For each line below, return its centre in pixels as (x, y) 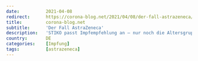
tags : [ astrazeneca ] (43, 49)
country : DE (29, 38)
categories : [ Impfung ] (38, 44)
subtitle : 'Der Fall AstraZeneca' (55, 28)
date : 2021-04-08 (39, 11)
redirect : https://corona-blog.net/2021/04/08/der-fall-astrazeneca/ (100, 17)
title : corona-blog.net (46, 22)
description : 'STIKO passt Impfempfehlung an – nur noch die (85, 33)
